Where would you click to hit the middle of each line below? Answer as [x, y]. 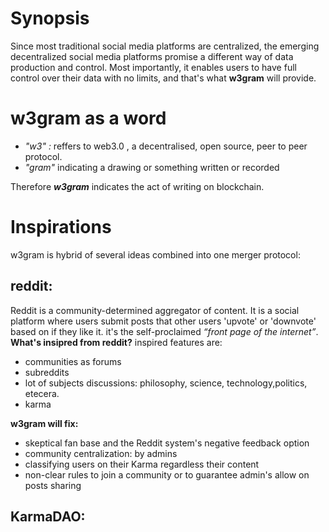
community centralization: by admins [101, 453]
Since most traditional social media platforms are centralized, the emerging [165, 46]
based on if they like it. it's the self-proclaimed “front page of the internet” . [164, 331]
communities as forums [73, 361]
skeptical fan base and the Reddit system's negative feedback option [167, 443]
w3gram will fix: [44, 423]
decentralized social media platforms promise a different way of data [152, 56]
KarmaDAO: [48, 517]
